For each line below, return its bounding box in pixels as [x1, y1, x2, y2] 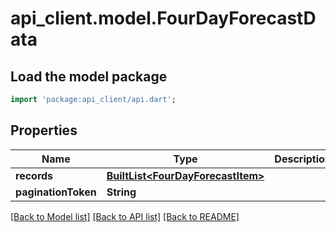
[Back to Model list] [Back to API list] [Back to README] [10, 210, 240, 222]
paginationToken [15, 185, 97, 199]
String [106, 185, 137, 199]
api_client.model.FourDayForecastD [10, 7, 317, 30]
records [15, 168, 54, 182]
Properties [10, 122, 78, 139]
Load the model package [10, 68, 168, 85]
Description [274, 152, 332, 166]
